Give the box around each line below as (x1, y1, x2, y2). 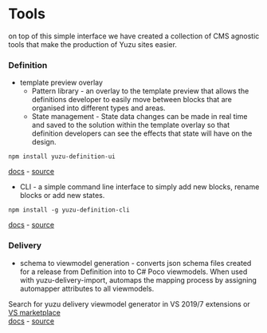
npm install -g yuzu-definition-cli (8, 206, 130, 214)
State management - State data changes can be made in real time (31, 112, 248, 121)
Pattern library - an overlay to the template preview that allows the (31, 86, 249, 96)
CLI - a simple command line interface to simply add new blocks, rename (19, 182, 260, 192)
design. (31, 137, 57, 147)
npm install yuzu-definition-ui (8, 153, 116, 161)
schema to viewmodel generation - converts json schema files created (19, 258, 252, 268)
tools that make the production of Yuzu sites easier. (8, 39, 178, 49)
